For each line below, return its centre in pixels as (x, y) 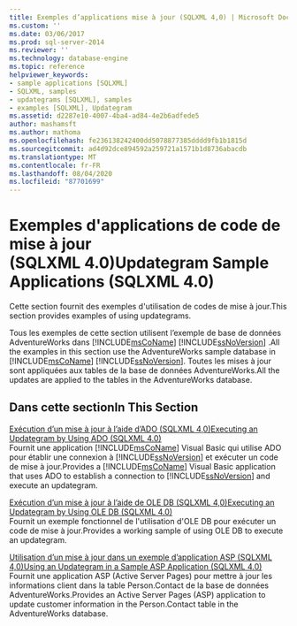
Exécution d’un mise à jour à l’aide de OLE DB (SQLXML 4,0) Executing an (142, 502)
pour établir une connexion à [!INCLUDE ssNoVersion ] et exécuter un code (144, 457)
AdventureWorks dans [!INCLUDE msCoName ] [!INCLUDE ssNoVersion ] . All (145, 342)
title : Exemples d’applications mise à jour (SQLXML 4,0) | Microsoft (142, 17)
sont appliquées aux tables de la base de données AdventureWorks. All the (145, 370)
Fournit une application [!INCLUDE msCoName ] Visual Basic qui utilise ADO (145, 447)
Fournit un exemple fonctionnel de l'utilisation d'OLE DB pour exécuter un (143, 521)
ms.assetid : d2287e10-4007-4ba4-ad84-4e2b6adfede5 (104, 116)
